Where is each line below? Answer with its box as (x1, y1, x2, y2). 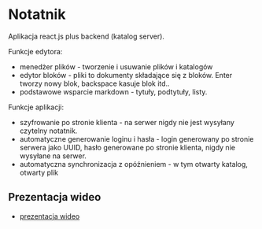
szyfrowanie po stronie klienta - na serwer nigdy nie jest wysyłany (19, 117, 234, 127)
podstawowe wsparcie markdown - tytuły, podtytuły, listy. (19, 87, 208, 96)
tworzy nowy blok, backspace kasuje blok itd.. (19, 79, 171, 88)
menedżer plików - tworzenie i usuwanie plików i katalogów (19, 61, 213, 72)
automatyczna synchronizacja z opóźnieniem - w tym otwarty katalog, (19, 159, 248, 168)
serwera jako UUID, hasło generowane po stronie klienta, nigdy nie (19, 142, 236, 152)
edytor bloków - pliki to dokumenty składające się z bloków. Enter (19, 70, 233, 79)
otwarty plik (19, 168, 59, 177)
